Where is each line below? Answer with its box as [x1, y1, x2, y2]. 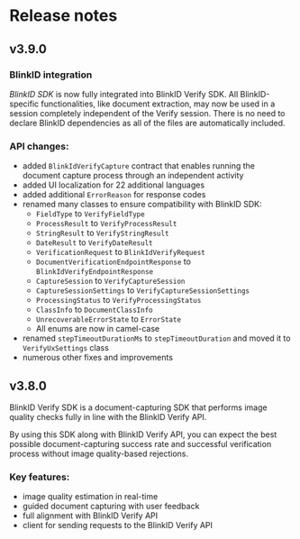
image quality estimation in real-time [22, 491, 159, 502]
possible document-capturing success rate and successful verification [9, 438, 272, 449]
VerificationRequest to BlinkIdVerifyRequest [35, 247, 205, 258]
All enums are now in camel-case [35, 324, 160, 334]
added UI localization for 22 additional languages [22, 179, 205, 190]
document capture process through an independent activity [22, 170, 244, 181]
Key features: [9, 470, 70, 483]
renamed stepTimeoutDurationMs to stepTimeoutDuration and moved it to [22, 333, 291, 343]
